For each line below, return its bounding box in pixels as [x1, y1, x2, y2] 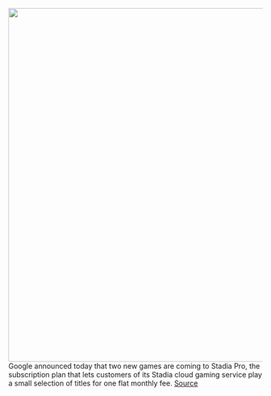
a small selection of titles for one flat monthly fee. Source [8, 378, 198, 388]
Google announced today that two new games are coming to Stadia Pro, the [8, 361, 261, 371]
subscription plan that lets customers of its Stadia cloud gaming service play [8, 370, 262, 379]
